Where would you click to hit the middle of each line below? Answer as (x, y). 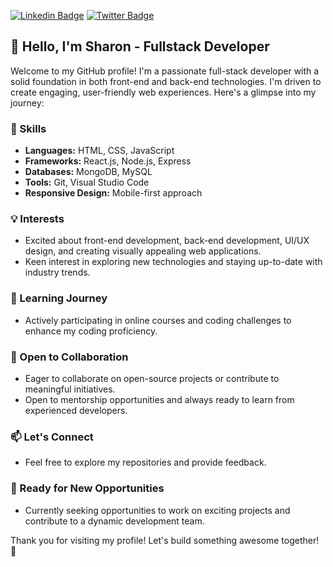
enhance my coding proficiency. (91, 331)
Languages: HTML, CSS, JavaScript (99, 151)
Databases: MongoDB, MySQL (88, 172)
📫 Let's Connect (52, 437)
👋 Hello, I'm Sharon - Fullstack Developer (140, 46)
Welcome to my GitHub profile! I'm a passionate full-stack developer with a (165, 71)
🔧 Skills (28, 128)
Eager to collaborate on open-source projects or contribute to (152, 378)
